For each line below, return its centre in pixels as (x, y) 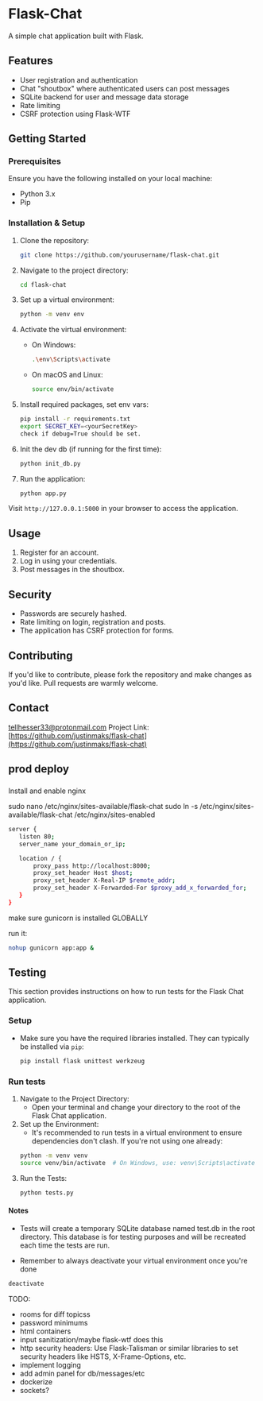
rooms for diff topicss (55, 1314)
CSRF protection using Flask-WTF (75, 114)
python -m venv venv (54, 1155)
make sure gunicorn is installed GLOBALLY (78, 918)
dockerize (36, 1382)
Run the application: (52, 478)
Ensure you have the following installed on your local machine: (110, 179)
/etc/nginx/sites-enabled (115, 815)
